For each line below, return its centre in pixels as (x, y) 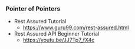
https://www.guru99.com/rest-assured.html (76, 27)
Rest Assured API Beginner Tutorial (57, 34)
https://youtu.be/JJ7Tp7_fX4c (59, 40)
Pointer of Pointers (33, 9)
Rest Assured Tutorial (40, 22)
